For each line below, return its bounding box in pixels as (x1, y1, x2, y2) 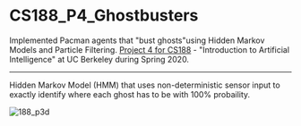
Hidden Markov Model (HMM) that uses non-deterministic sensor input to (9, 80, 280, 90)
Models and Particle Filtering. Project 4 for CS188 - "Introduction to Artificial (9, 44, 289, 55)
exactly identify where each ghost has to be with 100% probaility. (9, 88, 251, 99)
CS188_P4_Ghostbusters (9, 5, 199, 26)
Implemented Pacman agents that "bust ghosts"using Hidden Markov (9, 35, 265, 46)
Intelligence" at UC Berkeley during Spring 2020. (9, 54, 190, 64)
